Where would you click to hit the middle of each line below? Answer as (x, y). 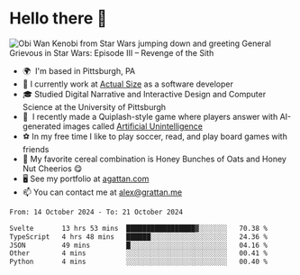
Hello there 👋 (59, 18)
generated (41, 126)
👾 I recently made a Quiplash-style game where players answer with (150, 116)
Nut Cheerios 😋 (52, 168)
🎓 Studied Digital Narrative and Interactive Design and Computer (144, 94)
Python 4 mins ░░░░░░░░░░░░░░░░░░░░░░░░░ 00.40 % (139, 262)
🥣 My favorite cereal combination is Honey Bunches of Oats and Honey (154, 159)
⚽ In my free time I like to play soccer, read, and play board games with (155, 136)
